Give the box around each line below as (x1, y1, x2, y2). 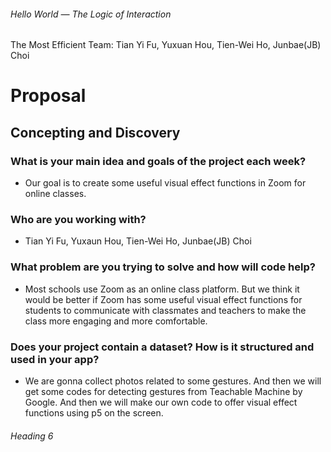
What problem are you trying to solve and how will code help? (10, 260, 316, 274)
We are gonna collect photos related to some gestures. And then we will (24, 375, 322, 387)
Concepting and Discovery (10, 124, 181, 141)
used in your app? (10, 352, 100, 366)
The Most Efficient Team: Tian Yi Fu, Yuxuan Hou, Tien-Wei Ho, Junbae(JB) (10, 39, 322, 51)
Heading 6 (10, 430, 54, 442)
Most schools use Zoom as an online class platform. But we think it (24, 283, 300, 295)
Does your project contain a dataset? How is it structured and (10, 340, 315, 354)
